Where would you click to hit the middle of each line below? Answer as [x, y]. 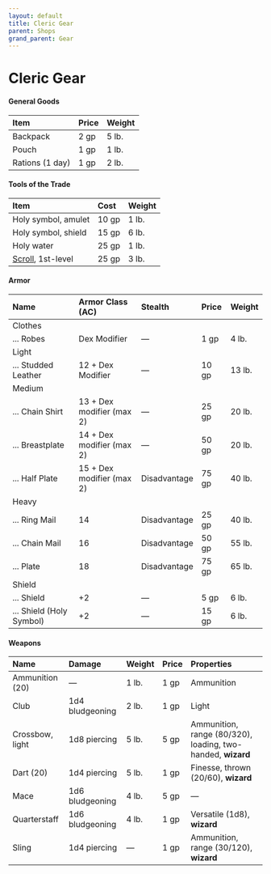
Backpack [31, 136]
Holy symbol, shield [50, 232]
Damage [85, 664]
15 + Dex [96, 469]
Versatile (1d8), [220, 814]
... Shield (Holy [40, 611]
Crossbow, [33, 735]
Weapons [25, 643]
